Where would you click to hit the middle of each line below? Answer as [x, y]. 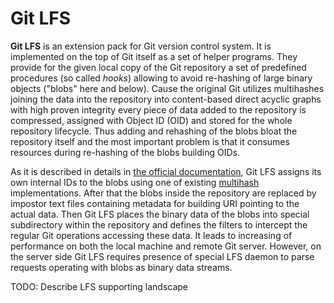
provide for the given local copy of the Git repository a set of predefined [158, 67]
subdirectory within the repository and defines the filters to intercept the [159, 224]
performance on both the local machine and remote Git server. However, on [166, 246]
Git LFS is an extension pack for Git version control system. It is [141, 46]
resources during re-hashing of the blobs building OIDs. [125, 152]
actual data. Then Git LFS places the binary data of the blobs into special [160, 214]
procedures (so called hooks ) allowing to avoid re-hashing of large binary [161, 78]
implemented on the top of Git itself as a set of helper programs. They [154, 56]
